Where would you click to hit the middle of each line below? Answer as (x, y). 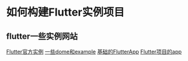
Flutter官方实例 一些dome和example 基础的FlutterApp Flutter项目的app (94, 52)
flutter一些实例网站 (42, 36)
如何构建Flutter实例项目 (65, 12)
